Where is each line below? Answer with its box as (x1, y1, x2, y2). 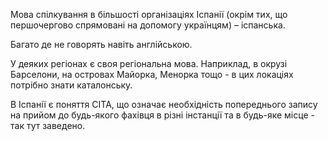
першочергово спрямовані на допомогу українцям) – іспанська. (10, 19, 286, 31)
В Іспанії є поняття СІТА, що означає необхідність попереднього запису (10, 99, 318, 110)
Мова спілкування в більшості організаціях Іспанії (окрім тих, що (10, 9, 288, 20)
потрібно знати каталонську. (10, 79, 133, 91)
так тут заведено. (10, 120, 86, 131)
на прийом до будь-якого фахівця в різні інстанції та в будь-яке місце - (10, 109, 315, 121)
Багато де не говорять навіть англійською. (10, 39, 193, 50)
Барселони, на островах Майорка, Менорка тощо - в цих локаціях (10, 69, 294, 80)
